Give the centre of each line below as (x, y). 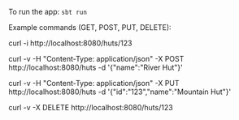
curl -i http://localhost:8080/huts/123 (70, 43)
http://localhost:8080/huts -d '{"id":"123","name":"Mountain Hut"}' (120, 92)
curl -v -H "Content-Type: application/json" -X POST (96, 59)
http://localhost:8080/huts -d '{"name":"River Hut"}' (96, 67)
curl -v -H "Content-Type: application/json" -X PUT (94, 83)
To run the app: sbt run (48, 12)
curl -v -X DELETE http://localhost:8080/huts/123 (91, 107)
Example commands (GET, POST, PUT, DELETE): (90, 27)
